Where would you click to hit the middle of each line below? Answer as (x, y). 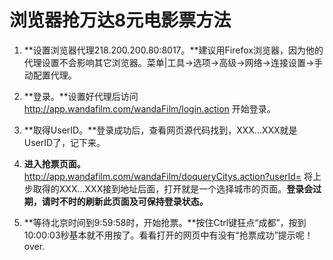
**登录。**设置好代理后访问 (81, 96)
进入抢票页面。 (54, 163)
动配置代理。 (50, 75)
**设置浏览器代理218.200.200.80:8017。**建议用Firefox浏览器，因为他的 (173, 50)
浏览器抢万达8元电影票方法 (120, 20)
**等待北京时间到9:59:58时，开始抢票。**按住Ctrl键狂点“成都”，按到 (165, 222)
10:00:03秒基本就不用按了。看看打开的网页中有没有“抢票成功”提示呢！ (168, 235)
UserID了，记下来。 (64, 142)
